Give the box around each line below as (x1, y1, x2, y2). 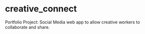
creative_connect (5, 3, 77, 14)
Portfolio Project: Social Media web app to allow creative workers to (5, 19, 140, 25)
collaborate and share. (5, 24, 50, 30)
